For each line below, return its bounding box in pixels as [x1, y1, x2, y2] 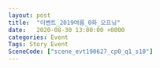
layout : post [8, 11, 51, 20]
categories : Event [8, 33, 69, 41]
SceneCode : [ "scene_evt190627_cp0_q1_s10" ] [8, 48, 154, 55]
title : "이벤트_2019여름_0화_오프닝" [8, 19, 121, 27]
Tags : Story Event [8, 41, 69, 48]
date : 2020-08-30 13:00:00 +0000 [8, 26, 125, 34]
